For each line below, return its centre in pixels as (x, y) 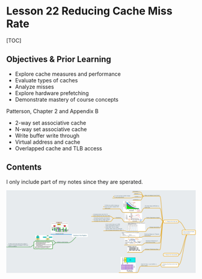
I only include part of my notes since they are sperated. (75, 182)
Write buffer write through (47, 135)
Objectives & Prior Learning (59, 59)
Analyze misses (34, 87)
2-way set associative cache (50, 123)
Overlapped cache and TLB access (58, 148)
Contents (24, 167)
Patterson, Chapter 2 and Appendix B (53, 111)
